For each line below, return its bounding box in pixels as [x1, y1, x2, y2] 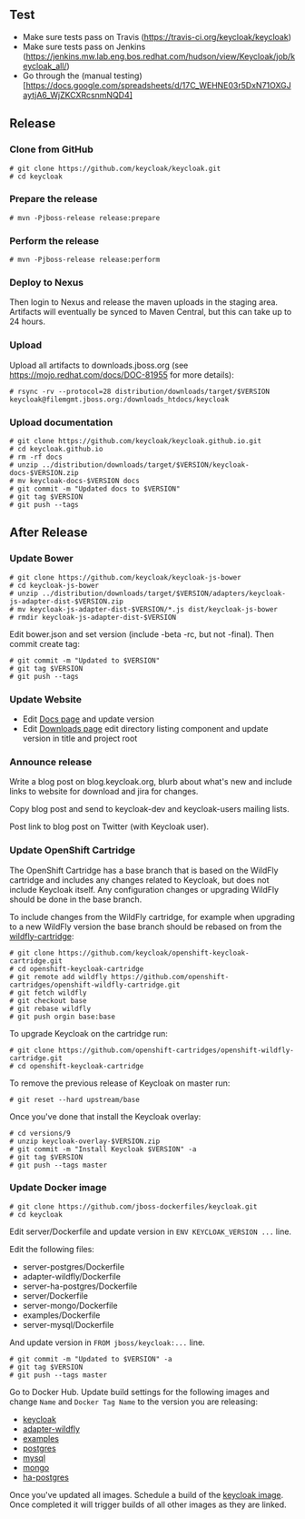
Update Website [9, 693, 82, 705]
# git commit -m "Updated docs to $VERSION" [9, 484, 181, 493]
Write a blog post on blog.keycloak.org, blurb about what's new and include [9, 776, 292, 787]
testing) [113, 70, 143, 81]
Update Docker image [9, 1181, 107, 1194]
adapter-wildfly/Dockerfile [22, 1271, 121, 1281]
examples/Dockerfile [22, 1310, 101, 1321]
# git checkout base [9, 996, 88, 1005]
